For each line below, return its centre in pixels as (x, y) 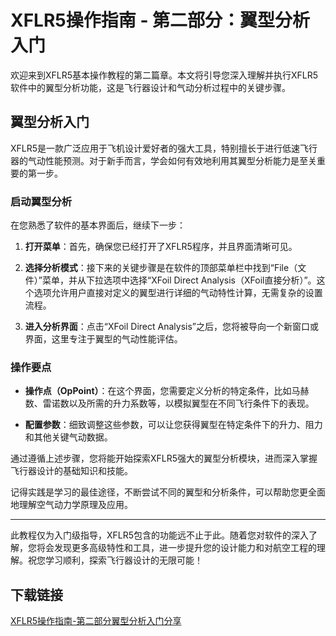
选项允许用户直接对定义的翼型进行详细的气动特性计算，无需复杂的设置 (178, 293)
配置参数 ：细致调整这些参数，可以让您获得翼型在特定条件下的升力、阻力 (173, 425)
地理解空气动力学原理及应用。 (71, 505)
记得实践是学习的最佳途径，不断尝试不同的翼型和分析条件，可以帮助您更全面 (168, 492)
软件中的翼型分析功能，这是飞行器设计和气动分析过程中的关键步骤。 (150, 87)
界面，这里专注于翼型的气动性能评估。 (103, 339)
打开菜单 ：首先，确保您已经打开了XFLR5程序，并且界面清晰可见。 (161, 247)
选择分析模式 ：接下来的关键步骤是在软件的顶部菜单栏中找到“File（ (161, 268)
